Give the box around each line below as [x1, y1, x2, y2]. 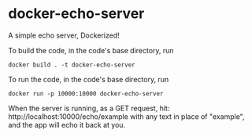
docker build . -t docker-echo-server [8, 60, 135, 69]
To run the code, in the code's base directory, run [8, 74, 169, 84]
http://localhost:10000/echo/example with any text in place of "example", [8, 111, 245, 121]
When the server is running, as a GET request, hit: [8, 103, 170, 113]
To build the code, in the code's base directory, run [8, 45, 175, 55]
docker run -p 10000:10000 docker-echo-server [8, 89, 164, 98]
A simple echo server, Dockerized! [8, 31, 120, 40]
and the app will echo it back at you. [8, 120, 126, 129]
